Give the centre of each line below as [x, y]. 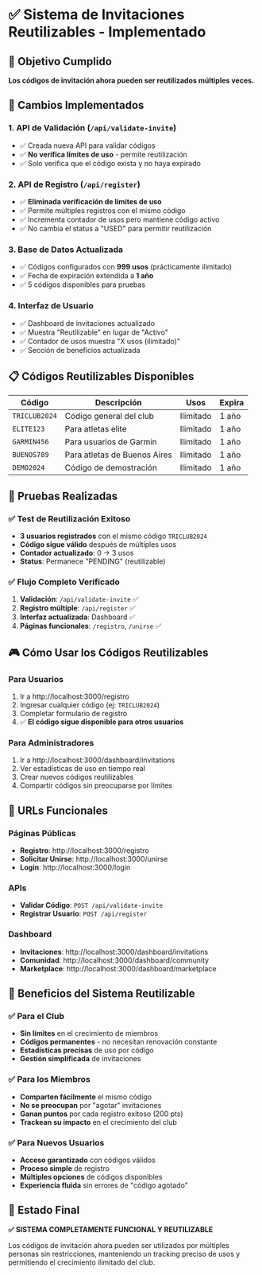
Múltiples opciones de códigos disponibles [91, 1176]
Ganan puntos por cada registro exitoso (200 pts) [102, 1114]
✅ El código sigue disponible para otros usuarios [102, 722]
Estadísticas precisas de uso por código [87, 1050]
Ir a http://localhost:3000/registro [74, 696]
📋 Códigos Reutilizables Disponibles [101, 376]
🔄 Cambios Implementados [76, 105]
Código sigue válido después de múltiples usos [98, 544]
